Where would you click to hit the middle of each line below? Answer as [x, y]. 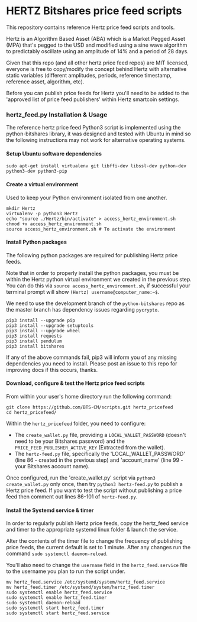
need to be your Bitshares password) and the [70, 441]
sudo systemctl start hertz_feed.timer [55, 608]
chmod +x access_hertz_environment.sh [54, 224]
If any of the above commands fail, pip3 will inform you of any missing [92, 357]
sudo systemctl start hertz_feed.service [58, 613]
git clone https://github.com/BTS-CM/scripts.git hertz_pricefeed [90, 407]
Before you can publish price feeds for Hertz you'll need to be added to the [98, 93]
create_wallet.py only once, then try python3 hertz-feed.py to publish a [95, 484]
